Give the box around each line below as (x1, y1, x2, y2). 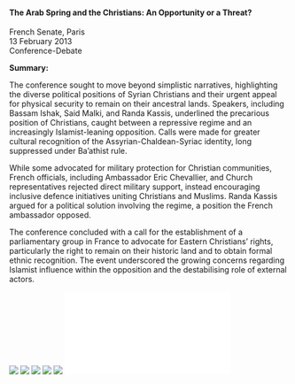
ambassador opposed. (9, 210, 91, 220)
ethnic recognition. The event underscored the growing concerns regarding (9, 255, 285, 265)
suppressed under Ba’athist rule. (9, 146, 128, 157)
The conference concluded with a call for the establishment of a (9, 227, 244, 238)
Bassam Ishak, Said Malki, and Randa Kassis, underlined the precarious (9, 108, 270, 119)
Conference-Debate (9, 45, 82, 57)
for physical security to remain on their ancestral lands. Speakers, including (9, 98, 285, 110)
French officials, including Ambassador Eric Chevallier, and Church (9, 173, 253, 183)
